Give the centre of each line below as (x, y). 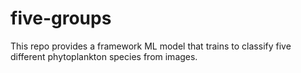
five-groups (61, 18)
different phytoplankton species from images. (104, 56)
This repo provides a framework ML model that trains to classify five (151, 46)
